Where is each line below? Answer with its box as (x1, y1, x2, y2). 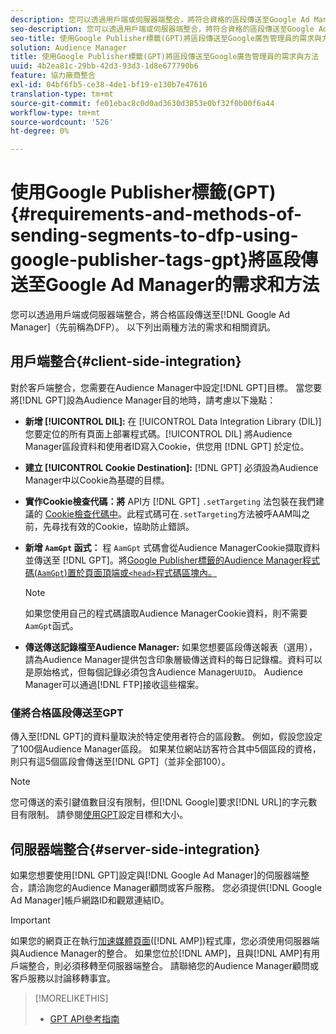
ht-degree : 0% (10, 126, 70, 136)
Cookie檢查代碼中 (44, 507, 118, 520)
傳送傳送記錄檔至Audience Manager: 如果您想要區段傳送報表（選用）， (24, 641, 318, 653)
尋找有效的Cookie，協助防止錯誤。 (51, 520, 195, 532)
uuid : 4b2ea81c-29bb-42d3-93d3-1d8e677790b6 (10, 61, 199, 71)
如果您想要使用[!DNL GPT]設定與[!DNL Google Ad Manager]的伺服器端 (10, 869, 302, 881)
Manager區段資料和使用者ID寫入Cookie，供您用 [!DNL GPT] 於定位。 (24, 440, 310, 452)
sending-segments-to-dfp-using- (10, 224, 299, 247)
